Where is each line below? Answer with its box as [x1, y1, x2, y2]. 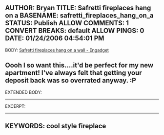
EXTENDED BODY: [5, 89, 42, 95]
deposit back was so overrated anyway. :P [5, 76, 137, 84]
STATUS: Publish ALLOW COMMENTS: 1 [5, 19, 129, 27]
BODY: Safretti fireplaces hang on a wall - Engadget [5, 47, 109, 53]
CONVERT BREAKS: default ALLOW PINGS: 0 [5, 27, 144, 35]
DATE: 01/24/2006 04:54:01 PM [5, 34, 104, 43]
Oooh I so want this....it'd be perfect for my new [5, 61, 154, 69]
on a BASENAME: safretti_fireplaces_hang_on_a [5, 12, 154, 20]
